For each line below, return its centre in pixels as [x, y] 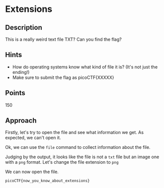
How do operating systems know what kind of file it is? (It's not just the [85, 67]
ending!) [21, 72]
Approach [21, 121]
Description [24, 28]
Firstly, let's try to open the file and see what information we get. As [75, 132]
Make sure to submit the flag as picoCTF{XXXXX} [63, 77]
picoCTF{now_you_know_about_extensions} [48, 181]
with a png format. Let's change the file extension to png [62, 162]
